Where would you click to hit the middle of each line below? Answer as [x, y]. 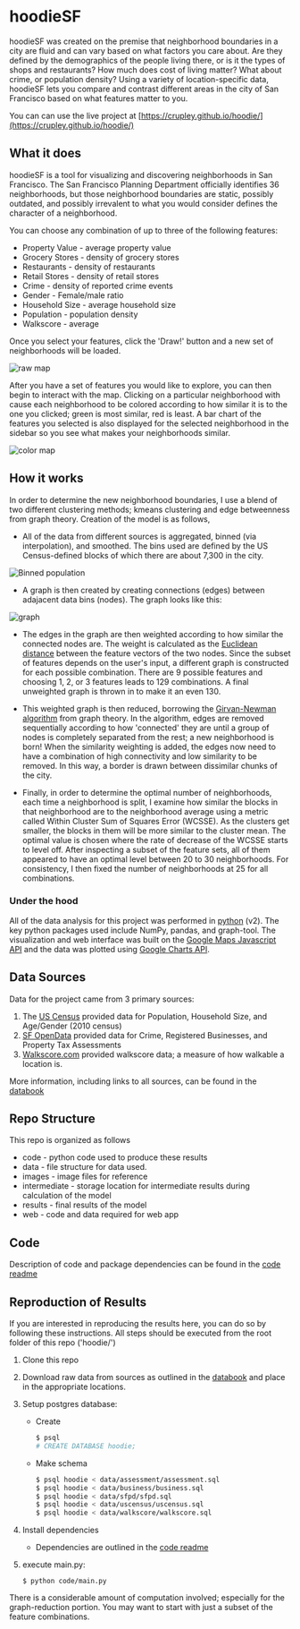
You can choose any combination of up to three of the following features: [144, 230]
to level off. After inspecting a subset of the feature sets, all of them [146, 849]
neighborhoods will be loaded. [65, 350]
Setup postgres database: [70, 1404]
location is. [42, 1063]
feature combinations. [50, 1616]
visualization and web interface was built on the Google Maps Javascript [143, 939]
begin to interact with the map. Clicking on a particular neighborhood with [145, 395]
